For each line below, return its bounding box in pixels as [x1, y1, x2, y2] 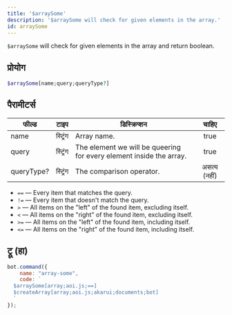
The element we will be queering [75, 142, 182, 152]
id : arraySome [7, 23, 48, 30]
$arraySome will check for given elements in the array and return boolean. [7, 42, 215, 50]
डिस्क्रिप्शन [119, 119, 147, 129]
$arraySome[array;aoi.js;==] [13, 283, 97, 289]
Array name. [75, 131, 115, 141]
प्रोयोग [7, 61, 26, 73]
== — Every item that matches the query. [17, 188, 133, 196]
